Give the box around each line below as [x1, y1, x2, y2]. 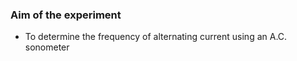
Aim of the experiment [10, 8, 122, 22]
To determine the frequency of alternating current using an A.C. [24, 31, 288, 43]
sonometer [24, 41, 70, 53]
